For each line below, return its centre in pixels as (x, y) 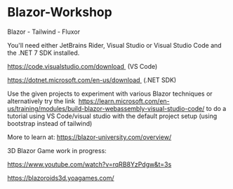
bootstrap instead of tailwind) (50, 123)
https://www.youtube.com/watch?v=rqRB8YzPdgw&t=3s (89, 164)
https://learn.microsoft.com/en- (124, 101)
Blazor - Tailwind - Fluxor (44, 32)
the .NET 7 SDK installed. (44, 53)
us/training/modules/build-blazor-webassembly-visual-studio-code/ (106, 108)
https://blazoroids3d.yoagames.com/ (61, 178)
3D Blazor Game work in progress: (57, 150)
